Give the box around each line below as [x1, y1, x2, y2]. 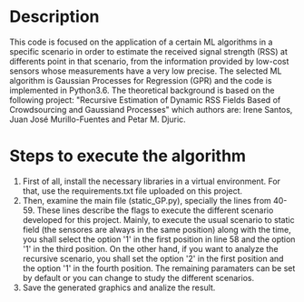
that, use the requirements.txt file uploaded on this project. [22, 185, 243, 196]
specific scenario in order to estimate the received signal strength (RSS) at [9, 45, 288, 56]
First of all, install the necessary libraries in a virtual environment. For [22, 176, 281, 186]
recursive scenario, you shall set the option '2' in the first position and [22, 253, 284, 264]
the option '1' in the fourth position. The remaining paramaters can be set [22, 262, 296, 274]
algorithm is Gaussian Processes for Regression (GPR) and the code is [9, 75, 272, 86]
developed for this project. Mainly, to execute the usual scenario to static [22, 214, 295, 225]
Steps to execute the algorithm [9, 146, 247, 166]
